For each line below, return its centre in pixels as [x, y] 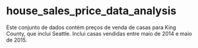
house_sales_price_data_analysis [91, 11]
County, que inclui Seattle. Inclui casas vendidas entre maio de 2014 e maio [99, 33]
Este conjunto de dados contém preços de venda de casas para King [91, 27]
